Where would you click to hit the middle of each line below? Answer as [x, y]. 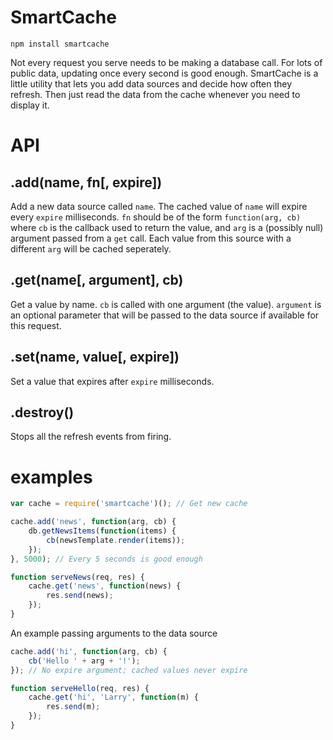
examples [51, 477]
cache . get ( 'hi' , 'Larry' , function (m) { [113, 697]
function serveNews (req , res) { [77, 577]
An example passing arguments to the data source [114, 633]
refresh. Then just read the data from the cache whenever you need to [155, 94]
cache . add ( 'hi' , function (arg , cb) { [89, 651]
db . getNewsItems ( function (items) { [102, 531]
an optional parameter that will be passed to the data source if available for [165, 315]
